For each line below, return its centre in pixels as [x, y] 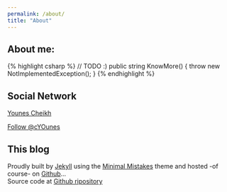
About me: [31, 49]
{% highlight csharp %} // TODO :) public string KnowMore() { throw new [114, 66]
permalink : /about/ [36, 14]
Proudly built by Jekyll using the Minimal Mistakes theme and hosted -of [113, 166]
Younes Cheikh [29, 113]
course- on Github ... [37, 174]
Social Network [42, 96]
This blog [28, 149]
